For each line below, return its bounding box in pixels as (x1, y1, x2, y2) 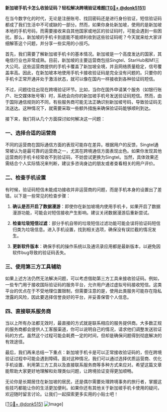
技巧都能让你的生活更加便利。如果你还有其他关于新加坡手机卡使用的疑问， (9, 385, 162, 391)
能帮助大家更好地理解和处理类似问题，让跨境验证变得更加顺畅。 (5, 368, 136, 374)
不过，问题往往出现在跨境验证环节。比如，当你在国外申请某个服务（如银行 (5, 87, 158, 92)
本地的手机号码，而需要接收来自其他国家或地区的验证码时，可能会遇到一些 (5, 28, 158, 34)
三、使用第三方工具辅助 (5, 263, 61, 270)
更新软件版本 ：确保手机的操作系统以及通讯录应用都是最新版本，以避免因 (12, 243, 161, 249)
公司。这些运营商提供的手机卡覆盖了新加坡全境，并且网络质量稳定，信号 (9, 63, 158, 69)
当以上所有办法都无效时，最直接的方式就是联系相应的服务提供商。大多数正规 (5, 320, 162, 326)
